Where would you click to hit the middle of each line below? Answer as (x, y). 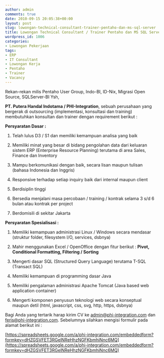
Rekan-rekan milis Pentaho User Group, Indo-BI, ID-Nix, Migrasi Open (75, 91)
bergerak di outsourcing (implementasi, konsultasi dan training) (69, 111)
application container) (34, 291)
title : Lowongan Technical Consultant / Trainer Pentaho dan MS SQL (76, 32)
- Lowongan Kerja (23, 64)
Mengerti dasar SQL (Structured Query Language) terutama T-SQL (79, 261)
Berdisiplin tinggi (29, 189)
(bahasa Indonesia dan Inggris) (43, 170)
